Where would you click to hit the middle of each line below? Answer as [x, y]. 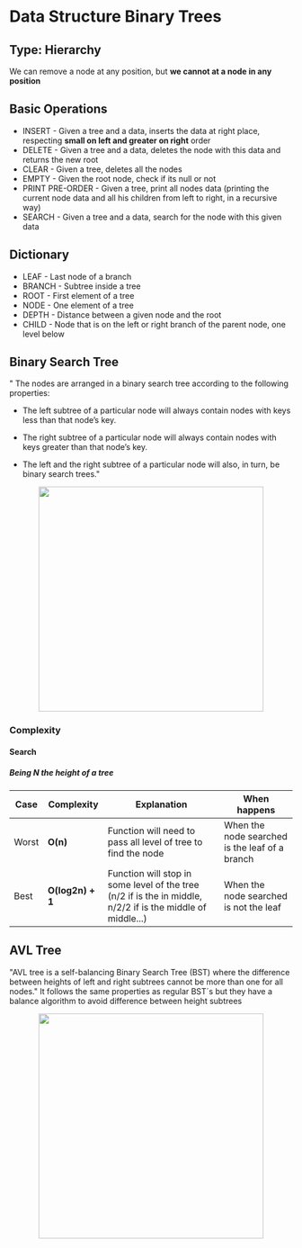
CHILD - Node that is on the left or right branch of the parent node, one [154, 324]
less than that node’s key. [69, 420]
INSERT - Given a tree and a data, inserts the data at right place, [141, 130]
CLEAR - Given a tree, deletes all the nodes [102, 169]
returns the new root [60, 159]
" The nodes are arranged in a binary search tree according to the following [149, 383]
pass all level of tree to [155, 841]
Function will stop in [149, 873]
